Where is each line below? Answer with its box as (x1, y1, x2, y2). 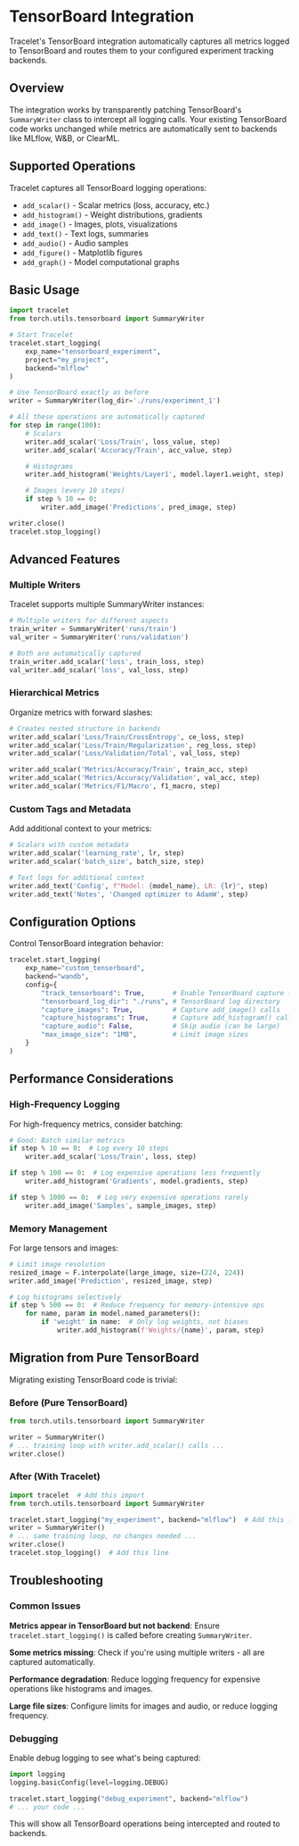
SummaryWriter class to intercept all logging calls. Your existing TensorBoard (9, 113, 287, 124)
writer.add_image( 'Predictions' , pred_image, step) (41, 503, 238, 511)
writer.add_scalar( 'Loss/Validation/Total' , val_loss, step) (9, 749, 241, 758)
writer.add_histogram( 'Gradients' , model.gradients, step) (25, 1177, 249, 1186)
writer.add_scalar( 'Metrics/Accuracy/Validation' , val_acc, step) (9, 774, 261, 783)
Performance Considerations (9, 1071, 174, 1086)
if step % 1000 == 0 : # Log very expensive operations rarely (9, 1193, 249, 1202)
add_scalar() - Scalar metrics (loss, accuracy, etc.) (21, 199, 211, 211)
